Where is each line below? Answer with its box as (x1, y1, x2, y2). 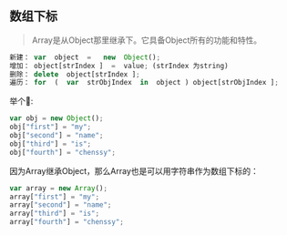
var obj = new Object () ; (9, 114, 104, 123)
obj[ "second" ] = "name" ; (9, 131, 104, 140)
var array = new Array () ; (9, 183, 108, 193)
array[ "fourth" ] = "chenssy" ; (9, 218, 125, 227)
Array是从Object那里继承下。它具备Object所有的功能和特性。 (31, 35, 262, 46)
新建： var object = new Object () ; (9, 53, 161, 62)
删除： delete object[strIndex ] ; (9, 69, 140, 79)
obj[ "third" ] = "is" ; (9, 139, 92, 148)
